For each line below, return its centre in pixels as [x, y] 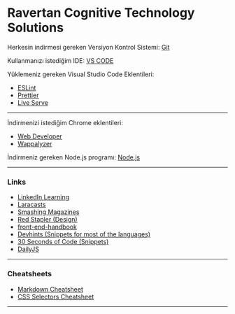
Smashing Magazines [48, 212]
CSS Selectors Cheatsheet [56, 297]
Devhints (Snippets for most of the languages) [84, 234]
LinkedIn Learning [43, 197]
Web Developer [40, 136]
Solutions [36, 28]
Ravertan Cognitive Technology [101, 13]
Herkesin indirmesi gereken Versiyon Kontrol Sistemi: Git [88, 47]
